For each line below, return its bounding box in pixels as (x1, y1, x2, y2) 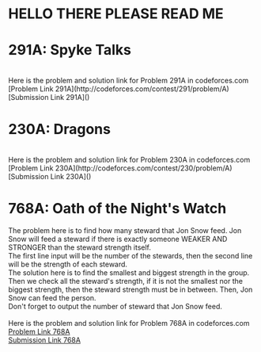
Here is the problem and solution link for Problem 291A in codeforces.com (8, 76, 249, 86)
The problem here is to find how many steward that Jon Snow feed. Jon (8, 226, 242, 235)
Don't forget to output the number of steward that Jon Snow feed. (8, 302, 223, 311)
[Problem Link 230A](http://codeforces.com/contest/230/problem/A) (8, 163, 233, 173)
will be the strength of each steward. (8, 259, 128, 269)
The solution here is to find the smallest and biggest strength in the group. (8, 268, 250, 277)
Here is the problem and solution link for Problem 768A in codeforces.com (8, 319, 250, 327)
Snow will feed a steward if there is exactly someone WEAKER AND (8, 235, 228, 243)
